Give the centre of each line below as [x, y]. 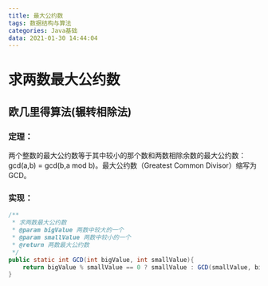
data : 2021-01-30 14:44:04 [53, 38]
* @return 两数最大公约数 [51, 244]
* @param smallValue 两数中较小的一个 [71, 238]
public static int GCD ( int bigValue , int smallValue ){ [101, 260]
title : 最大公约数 [36, 16]
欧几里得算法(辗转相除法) [70, 111]
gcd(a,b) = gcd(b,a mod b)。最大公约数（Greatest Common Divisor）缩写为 [132, 165]
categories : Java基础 [43, 30]
